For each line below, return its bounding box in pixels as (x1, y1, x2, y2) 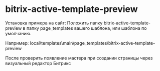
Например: (5, 40, 29, 46)
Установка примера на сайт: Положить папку (5, 20, 103, 26)
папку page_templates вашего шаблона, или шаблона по (26, 25, 147, 31)
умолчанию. (5, 30, 32, 36)
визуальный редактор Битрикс (5, 60, 71, 66)
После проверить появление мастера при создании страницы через (5, 55, 153, 61)
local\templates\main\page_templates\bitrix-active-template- (30, 40, 155, 46)
